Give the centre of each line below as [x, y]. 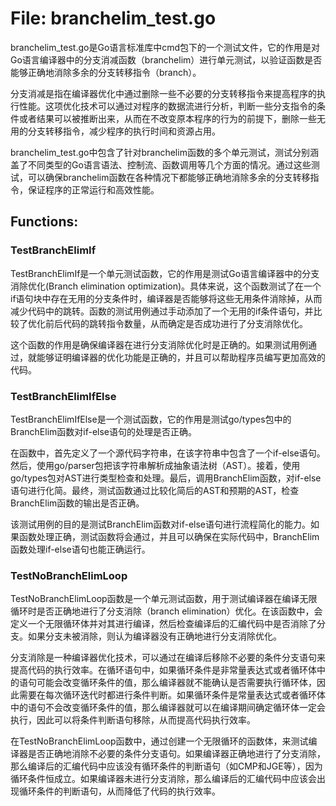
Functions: [44, 222]
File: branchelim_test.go [113, 18]
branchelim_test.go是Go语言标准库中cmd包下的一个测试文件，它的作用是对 [165, 47]
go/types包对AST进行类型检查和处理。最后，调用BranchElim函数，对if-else [166, 478]
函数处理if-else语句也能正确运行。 [80, 549]
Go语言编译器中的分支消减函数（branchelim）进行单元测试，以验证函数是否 [166, 59]
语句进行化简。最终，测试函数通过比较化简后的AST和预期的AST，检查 [155, 490]
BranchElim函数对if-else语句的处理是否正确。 [104, 431]
